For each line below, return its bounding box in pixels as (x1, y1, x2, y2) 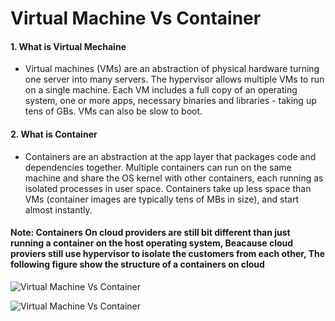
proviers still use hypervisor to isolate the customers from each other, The (10, 248, 326, 260)
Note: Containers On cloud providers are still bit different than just (10, 227, 291, 239)
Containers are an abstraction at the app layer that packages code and (24, 150, 317, 162)
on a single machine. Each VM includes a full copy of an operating (24, 84, 298, 96)
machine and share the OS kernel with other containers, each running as (24, 172, 324, 184)
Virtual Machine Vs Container (10, 7, 262, 30)
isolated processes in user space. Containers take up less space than (24, 182, 312, 194)
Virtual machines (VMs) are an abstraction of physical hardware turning (24, 63, 320, 75)
